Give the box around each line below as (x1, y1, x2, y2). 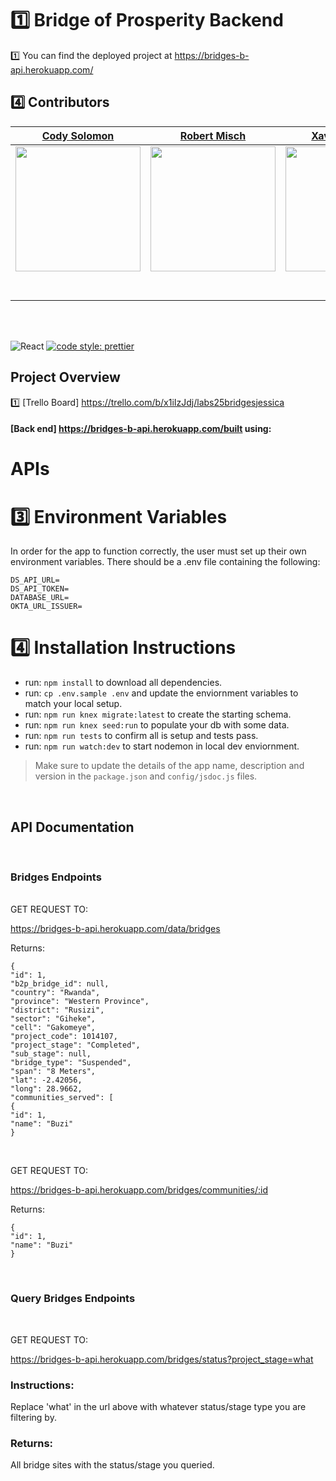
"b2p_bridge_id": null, (10, 979, 110, 989)
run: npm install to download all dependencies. (24, 677, 223, 689)
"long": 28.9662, (10, 1084, 83, 1094)
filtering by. (10, 1411, 57, 1423)
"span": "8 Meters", (10, 1067, 97, 1077)
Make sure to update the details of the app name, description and (34, 760, 305, 772)
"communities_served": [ (10, 1093, 114, 1103)
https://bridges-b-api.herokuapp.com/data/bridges (10, 923, 221, 935)
